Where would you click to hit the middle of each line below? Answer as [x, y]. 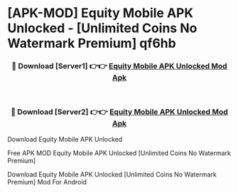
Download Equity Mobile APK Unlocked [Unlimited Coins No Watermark [112, 174]
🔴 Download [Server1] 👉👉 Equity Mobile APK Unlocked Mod [119, 66]
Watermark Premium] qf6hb [92, 43]
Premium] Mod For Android [47, 182]
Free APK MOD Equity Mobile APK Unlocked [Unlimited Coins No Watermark [119, 153]
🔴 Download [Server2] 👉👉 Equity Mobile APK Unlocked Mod [119, 112]
